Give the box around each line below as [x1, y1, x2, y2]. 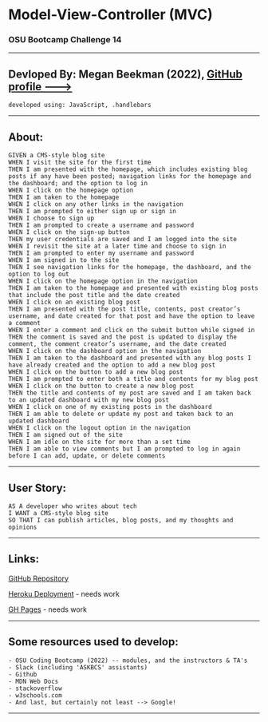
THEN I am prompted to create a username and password [8, 221, 195, 229]
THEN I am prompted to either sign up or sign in [8, 208, 177, 216]
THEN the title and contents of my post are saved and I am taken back [8, 389, 251, 397]
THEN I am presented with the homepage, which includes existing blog [8, 165, 248, 173]
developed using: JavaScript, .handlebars [8, 101, 152, 109]
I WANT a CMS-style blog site [8, 509, 109, 517]
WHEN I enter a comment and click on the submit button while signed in [8, 326, 255, 335]
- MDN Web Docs [8, 677, 59, 685]
